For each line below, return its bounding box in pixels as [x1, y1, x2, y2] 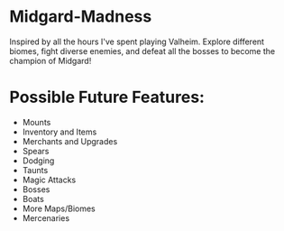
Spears [22, 145, 50, 156]
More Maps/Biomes [22, 203, 96, 214]
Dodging [22, 155, 55, 166]
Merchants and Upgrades [22, 135, 118, 146]
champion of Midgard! [9, 55, 92, 66]
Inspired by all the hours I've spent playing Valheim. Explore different [9, 36, 264, 47]
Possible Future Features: [9, 88, 206, 107]
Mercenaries [22, 212, 70, 223]
